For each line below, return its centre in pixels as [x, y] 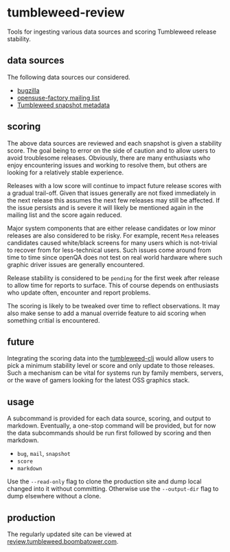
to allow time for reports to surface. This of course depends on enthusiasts [113, 285]
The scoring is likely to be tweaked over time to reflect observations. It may [114, 306]
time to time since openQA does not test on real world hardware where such [115, 257]
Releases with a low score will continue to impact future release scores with [114, 185]
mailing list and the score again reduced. [65, 215]
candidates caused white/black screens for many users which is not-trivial [112, 242]
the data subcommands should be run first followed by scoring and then [109, 433]
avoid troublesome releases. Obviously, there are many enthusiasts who [109, 158]
